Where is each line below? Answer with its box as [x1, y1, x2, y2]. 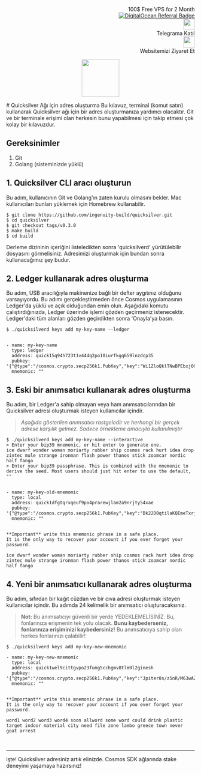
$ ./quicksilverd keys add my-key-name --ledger [6, 327, 130, 333]
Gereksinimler [6, 138, 60, 148]
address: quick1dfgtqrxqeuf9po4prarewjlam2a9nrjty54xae [11, 500, 154, 506]
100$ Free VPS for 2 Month [128, 6, 195, 13]
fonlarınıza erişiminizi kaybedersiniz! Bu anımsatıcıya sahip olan [20, 626, 182, 633]
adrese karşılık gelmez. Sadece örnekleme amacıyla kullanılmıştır [20, 425, 183, 432]
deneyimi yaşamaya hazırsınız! [6, 762, 82, 770]
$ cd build [6, 233, 33, 239]
